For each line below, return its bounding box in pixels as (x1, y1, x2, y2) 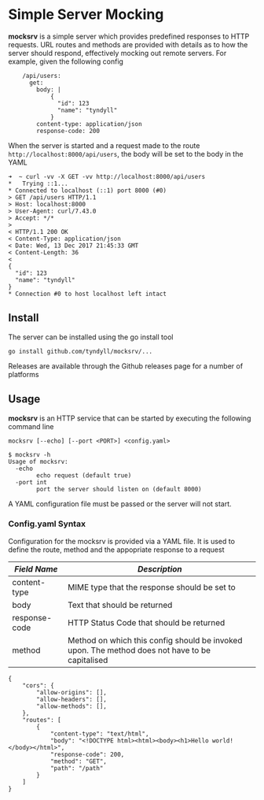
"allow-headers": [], (36, 695, 108, 703)
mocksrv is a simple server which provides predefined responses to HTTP (8, 31, 250, 41)
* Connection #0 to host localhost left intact (8, 290, 167, 298)
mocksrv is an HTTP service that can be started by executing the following (8, 413, 251, 423)
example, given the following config (8, 57, 124, 66)
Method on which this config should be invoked (68, 635, 243, 646)
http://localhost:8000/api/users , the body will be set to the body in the (8, 149, 244, 158)
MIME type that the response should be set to (68, 581, 236, 592)
